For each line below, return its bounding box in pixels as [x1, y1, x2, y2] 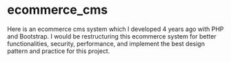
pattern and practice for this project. [7, 47, 110, 55]
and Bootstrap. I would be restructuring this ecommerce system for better [7, 32, 217, 40]
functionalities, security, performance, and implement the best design [7, 39, 205, 48]
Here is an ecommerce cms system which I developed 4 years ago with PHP [7, 25, 224, 33]
